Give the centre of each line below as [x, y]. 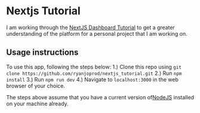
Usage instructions [42, 53]
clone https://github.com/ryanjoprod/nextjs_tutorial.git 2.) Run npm [94, 73]
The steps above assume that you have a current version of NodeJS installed [100, 97]
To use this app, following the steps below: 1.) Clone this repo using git [94, 67]
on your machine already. [37, 103]
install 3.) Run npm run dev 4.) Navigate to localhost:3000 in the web [93, 79]
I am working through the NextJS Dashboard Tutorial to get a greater [90, 27]
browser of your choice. [36, 86]
